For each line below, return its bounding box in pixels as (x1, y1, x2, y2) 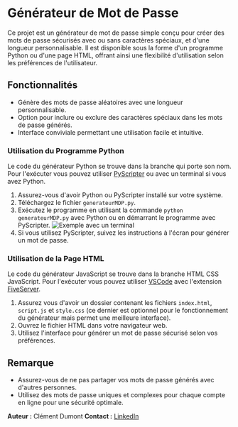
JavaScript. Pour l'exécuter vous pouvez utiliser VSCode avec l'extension (7, 277, 222, 286)
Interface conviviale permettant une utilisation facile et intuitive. (17, 128, 204, 136)
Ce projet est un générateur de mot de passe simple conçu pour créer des (7, 28, 225, 37)
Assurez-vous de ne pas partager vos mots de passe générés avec (17, 376, 215, 384)
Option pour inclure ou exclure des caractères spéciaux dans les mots (17, 113, 223, 121)
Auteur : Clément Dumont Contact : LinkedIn (7, 412, 139, 421)
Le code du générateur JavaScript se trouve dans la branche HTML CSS (7, 270, 219, 278)
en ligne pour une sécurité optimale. (17, 399, 124, 407)
